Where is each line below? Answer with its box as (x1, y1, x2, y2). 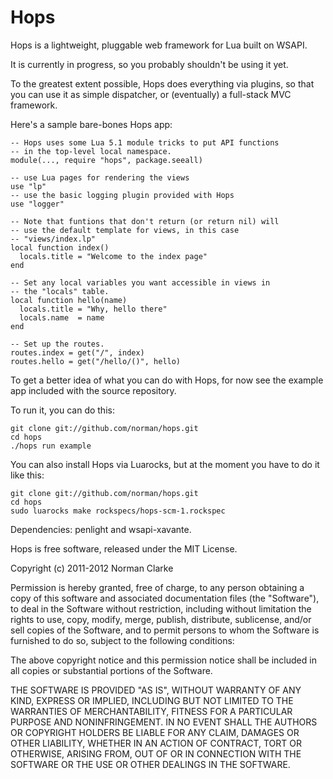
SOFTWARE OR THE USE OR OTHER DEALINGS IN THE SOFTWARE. (10, 758, 291, 770)
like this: (10, 469, 45, 481)
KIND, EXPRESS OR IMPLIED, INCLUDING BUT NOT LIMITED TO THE (10, 694, 294, 706)
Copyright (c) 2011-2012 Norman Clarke (10, 562, 174, 574)
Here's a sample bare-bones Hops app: (10, 118, 173, 130)
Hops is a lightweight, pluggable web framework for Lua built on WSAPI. (10, 39, 308, 51)
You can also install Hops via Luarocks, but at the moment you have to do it (10, 458, 320, 470)
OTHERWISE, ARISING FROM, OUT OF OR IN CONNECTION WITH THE (10, 747, 302, 760)
